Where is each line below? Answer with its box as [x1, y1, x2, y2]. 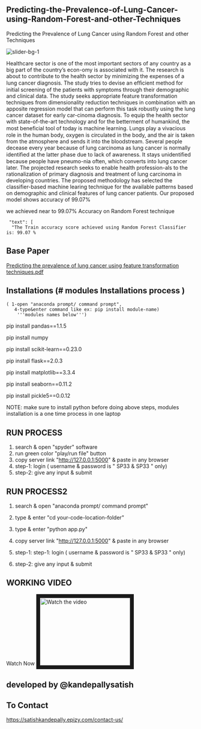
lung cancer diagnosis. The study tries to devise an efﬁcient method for [6, 79, 184, 86]
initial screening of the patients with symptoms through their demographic [6, 86, 190, 93]
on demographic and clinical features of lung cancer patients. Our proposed [6, 189, 194, 197]
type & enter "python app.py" [14, 526, 88, 533]
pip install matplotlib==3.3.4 [6, 369, 76, 376]
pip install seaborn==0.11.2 [6, 380, 72, 388]
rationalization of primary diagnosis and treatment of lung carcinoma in [6, 170, 182, 178]
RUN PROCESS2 [6, 486, 68, 497]
